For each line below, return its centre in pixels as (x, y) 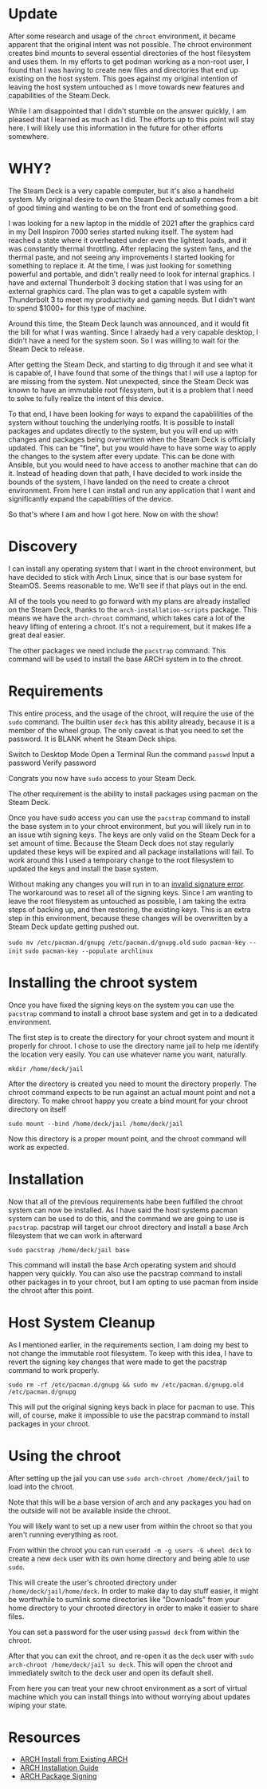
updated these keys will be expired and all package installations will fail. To (131, 851)
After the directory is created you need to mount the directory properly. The (132, 1084)
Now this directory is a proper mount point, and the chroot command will (128, 1138)
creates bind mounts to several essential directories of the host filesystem (130, 53)
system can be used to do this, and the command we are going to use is (126, 1218)
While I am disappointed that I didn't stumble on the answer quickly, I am (128, 111)
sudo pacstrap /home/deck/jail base (69, 1250)
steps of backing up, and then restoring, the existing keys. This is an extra (130, 909)
